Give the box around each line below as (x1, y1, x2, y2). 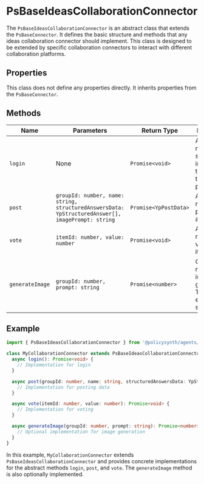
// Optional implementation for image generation (17, 429, 146, 435)
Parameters (72, 126, 107, 134)
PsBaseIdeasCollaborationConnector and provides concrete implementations (6, 457, 197, 465)
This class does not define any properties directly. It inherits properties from (6, 84, 197, 91)
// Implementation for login (17, 362, 91, 368)
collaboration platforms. (6, 50, 66, 57)
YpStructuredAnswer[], (55, 210, 121, 217)
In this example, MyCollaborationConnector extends (6, 451, 134, 458)
